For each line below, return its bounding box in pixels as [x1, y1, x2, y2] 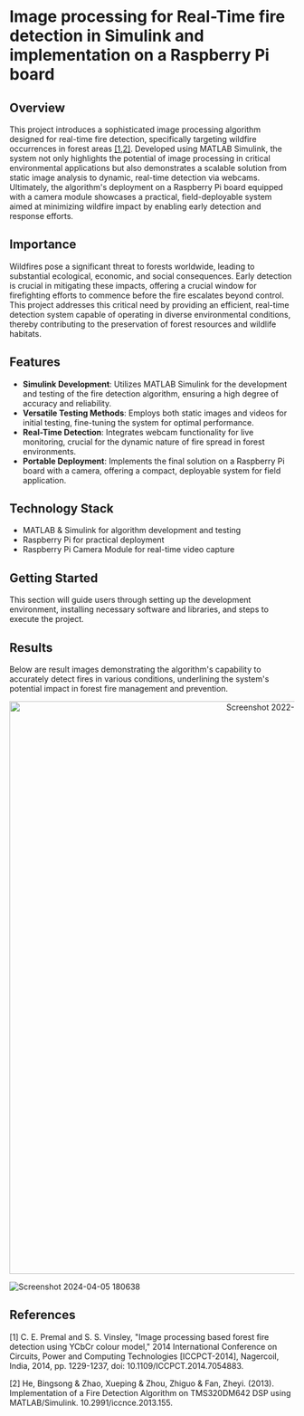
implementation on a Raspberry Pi [9, 45, 270, 65]
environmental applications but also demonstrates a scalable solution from [9, 163, 287, 173]
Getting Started [9, 570, 99, 586]
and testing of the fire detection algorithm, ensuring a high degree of [22, 387, 279, 399]
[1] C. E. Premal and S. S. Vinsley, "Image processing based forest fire [9, 1331, 270, 1342]
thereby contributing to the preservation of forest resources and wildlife [9, 319, 277, 330]
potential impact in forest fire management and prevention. [9, 684, 229, 694]
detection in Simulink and [9, 25, 204, 46]
